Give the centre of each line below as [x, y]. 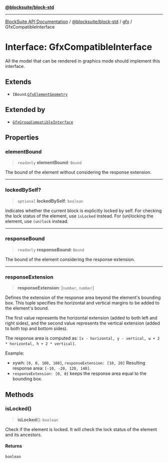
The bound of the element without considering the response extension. [78, 172]
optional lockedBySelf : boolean [50, 201]
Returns [14, 446]
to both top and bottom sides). [36, 328]
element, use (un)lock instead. [37, 221]
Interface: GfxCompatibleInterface [79, 47]
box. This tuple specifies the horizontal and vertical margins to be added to [82, 303]
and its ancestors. [24, 434]
